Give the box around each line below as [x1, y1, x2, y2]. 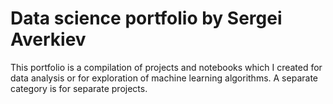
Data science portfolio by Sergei [10, 7, 283, 30]
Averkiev [10, 28, 87, 51]
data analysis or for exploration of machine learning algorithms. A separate [10, 72, 318, 84]
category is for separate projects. [10, 82, 148, 94]
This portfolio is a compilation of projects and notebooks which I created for [10, 61, 323, 73]
